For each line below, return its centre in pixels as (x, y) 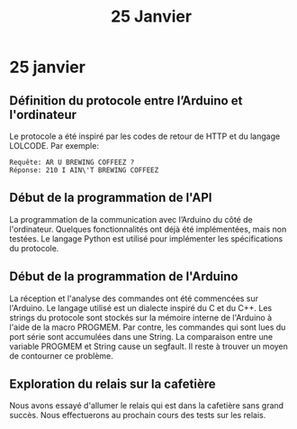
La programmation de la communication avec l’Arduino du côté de (131, 219)
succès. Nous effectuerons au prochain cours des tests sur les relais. (138, 415)
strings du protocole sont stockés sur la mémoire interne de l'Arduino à (141, 317)
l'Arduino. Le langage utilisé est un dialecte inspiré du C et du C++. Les (141, 307)
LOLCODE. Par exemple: (54, 146)
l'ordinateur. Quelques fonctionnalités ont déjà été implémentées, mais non (148, 229)
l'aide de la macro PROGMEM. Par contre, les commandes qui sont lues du (148, 327)
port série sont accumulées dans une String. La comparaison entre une (141, 336)
